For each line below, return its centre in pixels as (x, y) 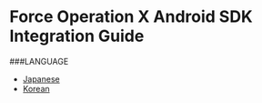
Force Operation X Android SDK (131, 17)
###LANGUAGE (39, 61)
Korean (36, 88)
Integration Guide (77, 36)
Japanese (41, 78)
